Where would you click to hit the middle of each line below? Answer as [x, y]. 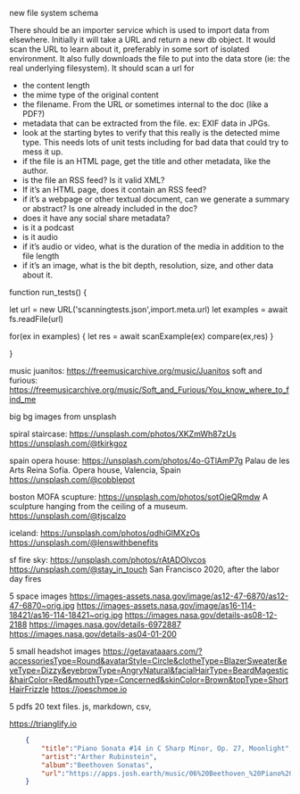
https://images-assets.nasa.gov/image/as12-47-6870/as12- [179, 596]
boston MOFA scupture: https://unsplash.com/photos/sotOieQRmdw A [139, 497]
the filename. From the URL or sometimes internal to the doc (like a [145, 104]
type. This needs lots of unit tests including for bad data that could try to [155, 142]
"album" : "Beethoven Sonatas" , [97, 765]
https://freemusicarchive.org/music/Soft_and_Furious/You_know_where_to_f [150, 390]
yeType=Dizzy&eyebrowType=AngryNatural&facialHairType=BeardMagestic [149, 670]
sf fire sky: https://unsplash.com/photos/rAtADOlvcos [108, 560]
